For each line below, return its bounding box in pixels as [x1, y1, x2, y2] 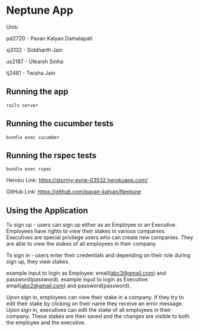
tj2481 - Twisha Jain [6, 69, 56, 76]
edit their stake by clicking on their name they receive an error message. [6, 300, 184, 307]
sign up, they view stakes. [6, 258, 70, 265]
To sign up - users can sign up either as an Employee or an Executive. [6, 221, 177, 228]
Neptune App [6, 4, 74, 17]
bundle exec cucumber [6, 134, 60, 140]
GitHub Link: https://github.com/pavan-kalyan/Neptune [6, 188, 141, 195]
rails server [6, 102, 39, 108]
